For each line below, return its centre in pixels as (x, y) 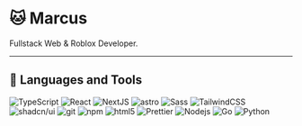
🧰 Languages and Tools (76, 80)
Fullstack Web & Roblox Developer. (74, 43)
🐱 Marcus (49, 18)
